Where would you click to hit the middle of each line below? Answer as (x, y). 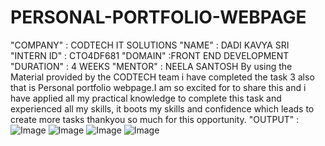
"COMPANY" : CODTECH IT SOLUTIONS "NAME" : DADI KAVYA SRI (150, 45)
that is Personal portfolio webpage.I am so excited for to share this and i (158, 87)
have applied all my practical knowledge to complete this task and (146, 98)
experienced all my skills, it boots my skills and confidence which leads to (162, 108)
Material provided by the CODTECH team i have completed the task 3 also (162, 77)
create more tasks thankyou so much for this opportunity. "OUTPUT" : (155, 119)
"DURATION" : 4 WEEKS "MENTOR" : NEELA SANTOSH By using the (151, 66)
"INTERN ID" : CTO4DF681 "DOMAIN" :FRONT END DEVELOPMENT (150, 55)
